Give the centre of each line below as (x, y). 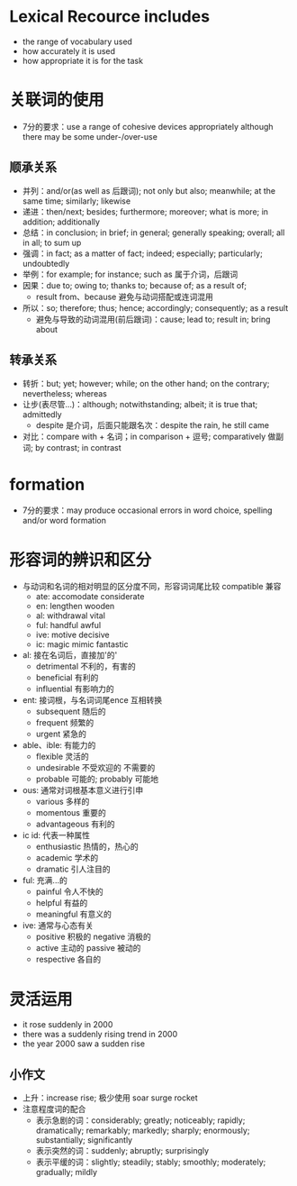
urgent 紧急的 (61, 734)
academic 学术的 (67, 858)
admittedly (42, 414)
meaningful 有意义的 (74, 914)
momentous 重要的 (71, 813)
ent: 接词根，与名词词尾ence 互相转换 (92, 700)
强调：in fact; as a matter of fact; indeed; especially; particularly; (142, 253)
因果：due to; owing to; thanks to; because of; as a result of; (135, 285)
